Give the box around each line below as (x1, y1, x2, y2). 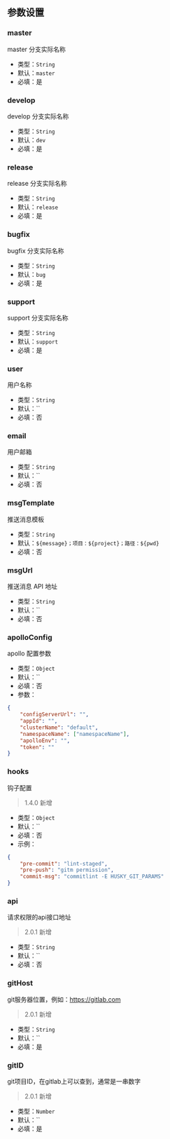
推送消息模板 (7, 514, 44, 524)
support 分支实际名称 (7, 313, 69, 322)
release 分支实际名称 (7, 179, 68, 188)
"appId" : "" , (20, 718, 58, 725)
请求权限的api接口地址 (7, 913, 71, 922)
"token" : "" (20, 744, 55, 751)
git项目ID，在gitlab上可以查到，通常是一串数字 (7, 1077, 141, 1085)
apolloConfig (7, 632, 52, 642)
